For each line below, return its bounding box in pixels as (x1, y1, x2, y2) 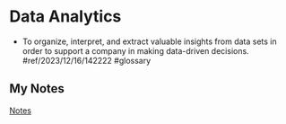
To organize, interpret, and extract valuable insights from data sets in (22, 36, 277, 47)
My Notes (9, 81, 65, 96)
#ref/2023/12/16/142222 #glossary (22, 55, 152, 66)
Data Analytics (9, 6, 122, 27)
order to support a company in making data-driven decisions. (22, 45, 249, 56)
